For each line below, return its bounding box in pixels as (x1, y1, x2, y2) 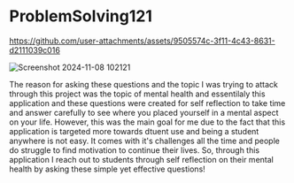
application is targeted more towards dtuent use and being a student (9, 126, 259, 136)
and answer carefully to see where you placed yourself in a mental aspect (9, 107, 279, 118)
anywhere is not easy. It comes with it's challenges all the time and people (9, 135, 281, 146)
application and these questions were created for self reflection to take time (9, 97, 286, 108)
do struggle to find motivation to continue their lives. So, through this (9, 144, 260, 156)
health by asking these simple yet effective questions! (9, 164, 205, 174)
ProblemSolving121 (9, 6, 153, 27)
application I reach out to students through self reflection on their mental (9, 154, 275, 164)
